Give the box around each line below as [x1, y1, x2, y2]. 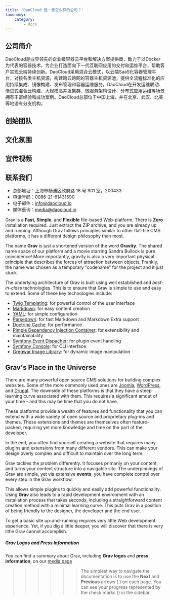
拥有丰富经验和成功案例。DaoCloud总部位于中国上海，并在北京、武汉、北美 [5, 94, 163, 100]
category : [14, 17, 35, 22]
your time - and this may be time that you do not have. [5, 398, 118, 404]
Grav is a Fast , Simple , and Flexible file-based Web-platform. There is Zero [5, 217, 163, 223]
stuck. [5, 270, 18, 276]
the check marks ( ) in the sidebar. [80, 589, 151, 595]
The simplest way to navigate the [80, 568, 150, 574]
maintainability [12, 333, 44, 339]
